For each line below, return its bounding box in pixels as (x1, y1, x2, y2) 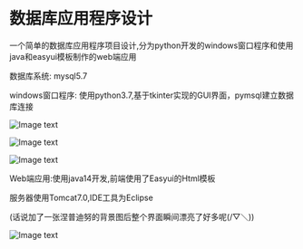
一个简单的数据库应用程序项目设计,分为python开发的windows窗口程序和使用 (9, 40, 294, 51)
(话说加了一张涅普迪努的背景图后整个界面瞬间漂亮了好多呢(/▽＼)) (9, 211, 255, 222)
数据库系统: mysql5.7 (9, 70, 88, 81)
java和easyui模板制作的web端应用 (9, 51, 137, 62)
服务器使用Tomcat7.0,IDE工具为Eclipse (9, 192, 154, 203)
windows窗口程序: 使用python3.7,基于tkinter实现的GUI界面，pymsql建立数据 (9, 90, 295, 101)
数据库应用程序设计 (9, 8, 153, 29)
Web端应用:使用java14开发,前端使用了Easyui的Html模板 (9, 173, 216, 184)
